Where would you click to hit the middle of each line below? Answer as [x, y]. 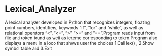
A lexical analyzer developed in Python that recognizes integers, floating [78, 22]
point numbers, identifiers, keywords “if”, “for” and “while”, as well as [74, 27]
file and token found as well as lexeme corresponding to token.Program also [81, 38]
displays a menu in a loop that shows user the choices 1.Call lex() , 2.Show [80, 43]
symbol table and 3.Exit [28, 48]
